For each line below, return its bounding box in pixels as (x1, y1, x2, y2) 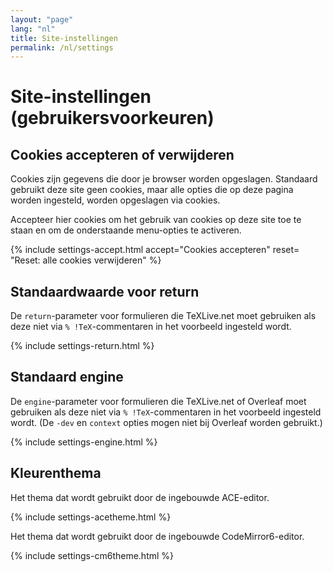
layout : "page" (10, 14, 74, 25)
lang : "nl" (10, 24, 56, 34)
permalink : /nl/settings (10, 42, 114, 53)
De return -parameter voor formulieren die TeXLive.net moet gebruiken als (10, 310, 317, 322)
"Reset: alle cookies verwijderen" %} (10, 254, 162, 266)
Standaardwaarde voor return (10, 283, 200, 300)
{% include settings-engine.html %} (10, 436, 158, 448)
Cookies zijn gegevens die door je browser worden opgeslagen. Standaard (10, 173, 318, 185)
